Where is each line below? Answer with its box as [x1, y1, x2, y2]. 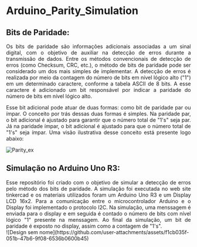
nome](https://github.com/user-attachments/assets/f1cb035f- [39, 228, 189, 235]
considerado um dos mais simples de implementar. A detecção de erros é [6, 68, 191, 74]
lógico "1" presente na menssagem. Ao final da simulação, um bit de [6, 216, 191, 223]
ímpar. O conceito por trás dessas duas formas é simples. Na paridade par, [6, 110, 191, 117]
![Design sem [6, 228, 38, 235]
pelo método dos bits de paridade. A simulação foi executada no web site [6, 185, 191, 192]
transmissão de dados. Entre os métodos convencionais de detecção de [6, 56, 191, 62]
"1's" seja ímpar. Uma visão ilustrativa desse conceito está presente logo [6, 129, 191, 136]
